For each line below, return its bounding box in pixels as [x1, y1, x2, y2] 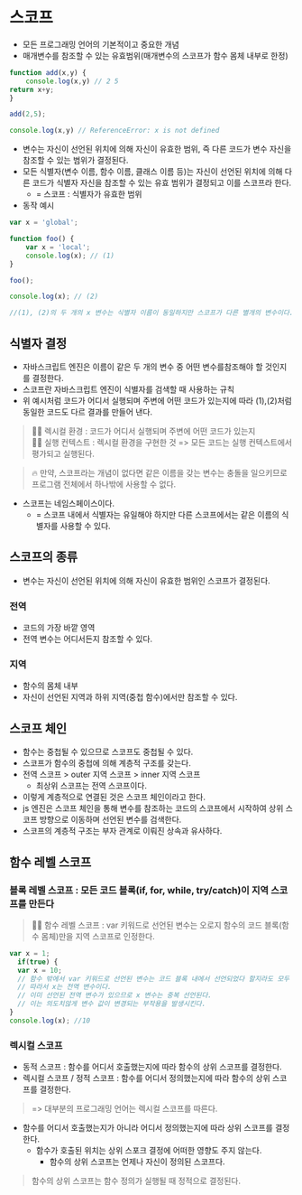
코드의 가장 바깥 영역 [22, 622, 96, 633]
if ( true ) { [17, 957, 59, 966]
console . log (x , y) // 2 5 [25, 77, 119, 86]
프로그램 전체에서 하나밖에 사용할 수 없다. [31, 479, 177, 490]
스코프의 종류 [9, 549, 78, 565]
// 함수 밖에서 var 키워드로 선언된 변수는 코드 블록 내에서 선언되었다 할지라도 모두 [17, 974, 290, 984]
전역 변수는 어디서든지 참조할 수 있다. [22, 633, 153, 645]
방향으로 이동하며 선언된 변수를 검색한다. [39, 814, 182, 826]
